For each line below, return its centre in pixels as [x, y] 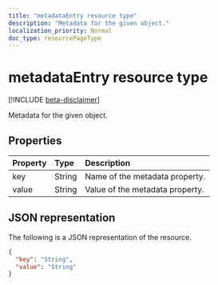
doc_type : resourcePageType [55, 38]
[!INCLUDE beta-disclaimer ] [54, 100]
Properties [35, 140]
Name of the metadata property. [145, 177]
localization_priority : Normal [60, 30]
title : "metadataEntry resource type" [73, 16]
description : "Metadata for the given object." [89, 23]
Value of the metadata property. [145, 189]
